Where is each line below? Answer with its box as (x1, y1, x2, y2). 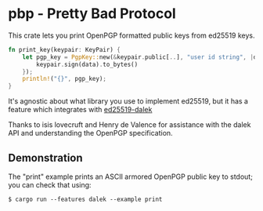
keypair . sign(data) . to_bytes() (36, 60, 139, 68)
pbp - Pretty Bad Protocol (8, 5, 176, 23)
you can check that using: (8, 180, 92, 189)
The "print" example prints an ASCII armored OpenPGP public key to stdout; (8, 172, 253, 181)
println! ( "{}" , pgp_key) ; (22, 75, 107, 83)
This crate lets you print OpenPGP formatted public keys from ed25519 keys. (8, 31, 255, 40)
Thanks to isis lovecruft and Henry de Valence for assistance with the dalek (8, 120, 251, 129)
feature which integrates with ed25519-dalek (8, 105, 153, 115)
